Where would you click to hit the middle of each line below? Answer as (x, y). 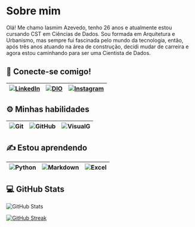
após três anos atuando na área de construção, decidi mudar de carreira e (97, 47)
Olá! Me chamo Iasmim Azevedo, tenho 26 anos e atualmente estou (89, 27)
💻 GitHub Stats (35, 189)
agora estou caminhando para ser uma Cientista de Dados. (78, 53)
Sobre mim (33, 11)
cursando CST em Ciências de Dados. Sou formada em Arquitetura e (91, 33)
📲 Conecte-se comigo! (49, 72)
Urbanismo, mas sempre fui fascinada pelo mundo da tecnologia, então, (95, 40)
